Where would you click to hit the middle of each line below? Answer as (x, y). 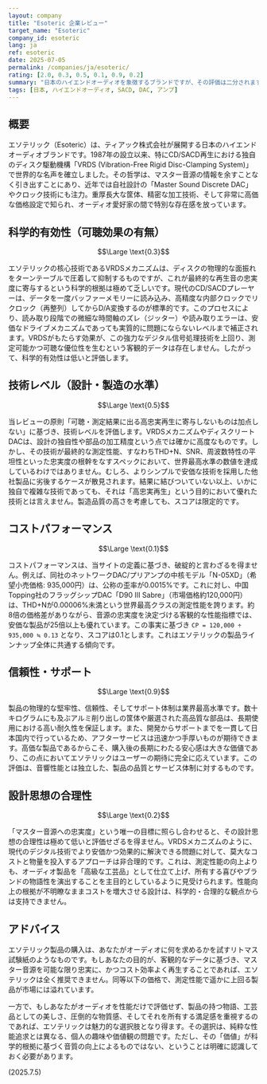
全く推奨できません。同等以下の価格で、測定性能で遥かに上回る (147, 980)
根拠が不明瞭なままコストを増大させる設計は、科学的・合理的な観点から (140, 892)
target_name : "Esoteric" (49, 30)
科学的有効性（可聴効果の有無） (87, 232)
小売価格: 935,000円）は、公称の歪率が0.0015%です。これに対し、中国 (132, 585)
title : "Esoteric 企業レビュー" (58, 23)
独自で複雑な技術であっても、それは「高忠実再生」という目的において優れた (133, 491)
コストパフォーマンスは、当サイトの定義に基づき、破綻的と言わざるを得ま (130, 565)
